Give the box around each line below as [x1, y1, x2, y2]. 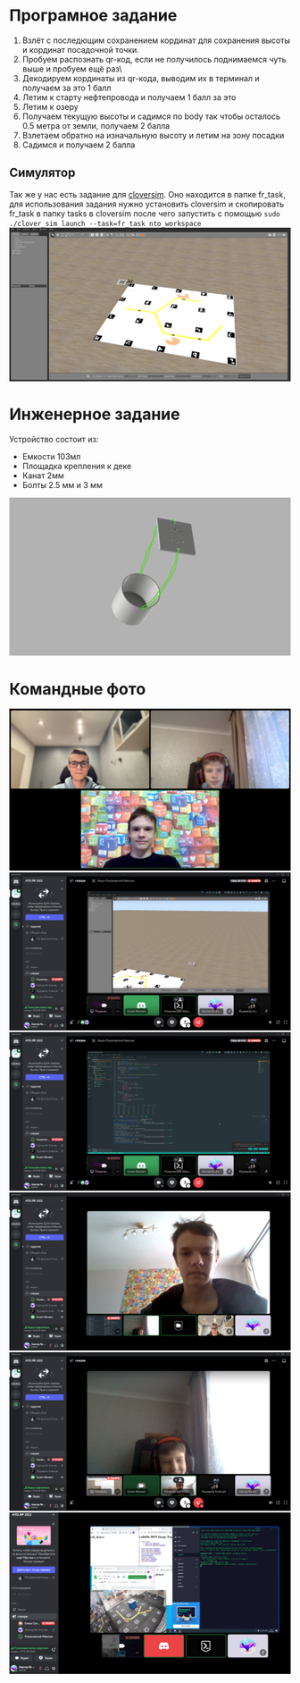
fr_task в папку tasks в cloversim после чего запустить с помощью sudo [9, 207, 280, 219]
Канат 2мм [21, 470, 64, 481]
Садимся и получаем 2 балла [21, 139, 136, 150]
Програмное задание [9, 5, 178, 26]
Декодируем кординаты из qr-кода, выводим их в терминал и [21, 72, 261, 83]
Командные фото [9, 678, 146, 699]
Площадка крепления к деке [21, 460, 132, 471]
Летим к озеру [21, 101, 79, 112]
